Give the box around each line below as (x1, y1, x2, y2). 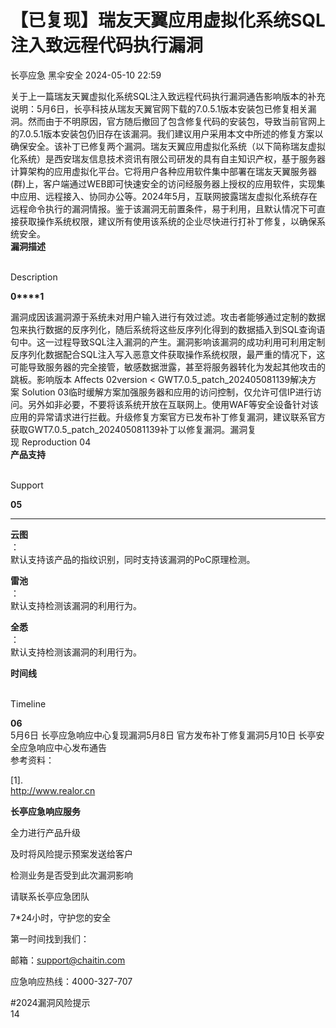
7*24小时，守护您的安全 (10, 911, 112, 923)
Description (10, 271, 58, 283)
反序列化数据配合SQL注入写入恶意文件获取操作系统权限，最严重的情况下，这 (10, 348, 326, 360)
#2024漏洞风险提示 (10, 996, 91, 1008)
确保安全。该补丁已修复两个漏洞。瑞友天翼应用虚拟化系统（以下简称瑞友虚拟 (10, 140, 326, 152)
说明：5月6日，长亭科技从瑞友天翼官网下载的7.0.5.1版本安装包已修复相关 (10, 102, 308, 115)
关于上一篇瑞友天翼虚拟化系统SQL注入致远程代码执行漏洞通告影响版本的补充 (10, 90, 326, 102)
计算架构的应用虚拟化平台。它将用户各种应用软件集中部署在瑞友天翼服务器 (10, 165, 317, 177)
